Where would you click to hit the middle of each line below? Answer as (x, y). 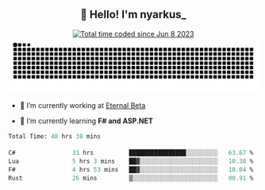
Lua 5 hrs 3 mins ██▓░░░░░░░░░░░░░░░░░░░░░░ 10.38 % (131, 161)
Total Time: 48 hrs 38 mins (55, 136)
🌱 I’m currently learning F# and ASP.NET (86, 121)
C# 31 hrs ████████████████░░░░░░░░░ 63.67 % (131, 153)
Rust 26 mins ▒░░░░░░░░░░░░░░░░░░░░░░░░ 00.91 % (131, 178)
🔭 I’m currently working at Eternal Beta (83, 105)
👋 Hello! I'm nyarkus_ (133, 15)
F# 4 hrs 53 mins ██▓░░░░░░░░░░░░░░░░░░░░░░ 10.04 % (131, 170)
